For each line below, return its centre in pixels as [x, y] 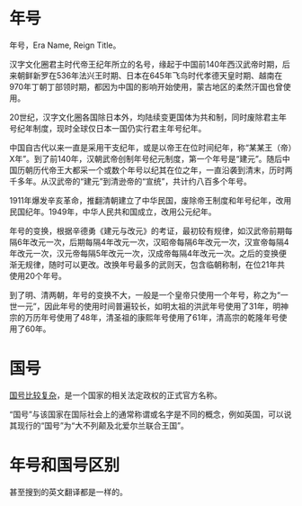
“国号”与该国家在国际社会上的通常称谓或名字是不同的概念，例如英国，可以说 [151, 414]
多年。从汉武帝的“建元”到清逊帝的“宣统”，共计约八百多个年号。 [134, 181]
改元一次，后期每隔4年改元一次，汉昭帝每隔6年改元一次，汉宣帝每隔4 [160, 242]
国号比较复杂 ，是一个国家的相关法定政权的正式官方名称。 [115, 395]
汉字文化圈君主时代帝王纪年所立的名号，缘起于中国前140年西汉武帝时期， [146, 64]
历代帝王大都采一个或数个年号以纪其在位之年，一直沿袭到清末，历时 [159, 170]
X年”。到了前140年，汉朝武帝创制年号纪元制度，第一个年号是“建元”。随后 [146, 158]
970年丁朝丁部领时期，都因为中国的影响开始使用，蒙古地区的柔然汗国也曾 [146, 86]
